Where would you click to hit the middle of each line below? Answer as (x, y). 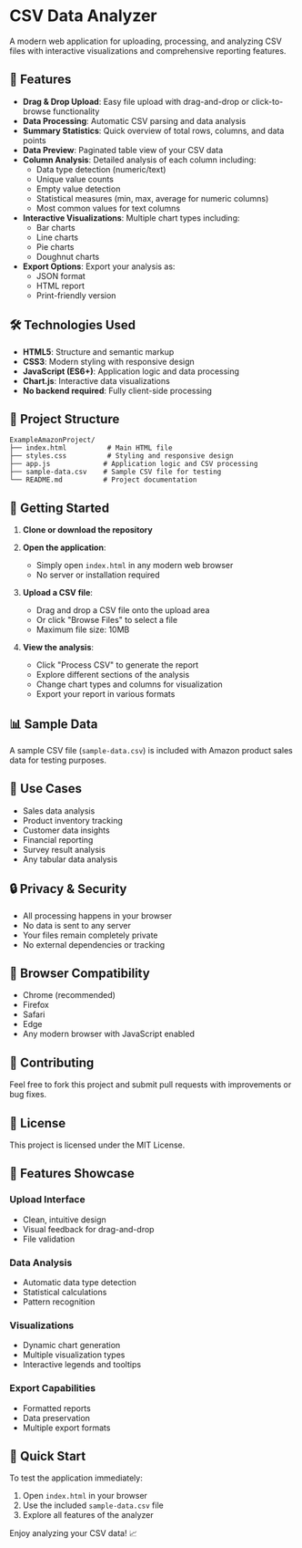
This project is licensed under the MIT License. (97, 1145)
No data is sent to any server (77, 925)
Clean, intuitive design (64, 1220)
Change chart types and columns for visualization (129, 684)
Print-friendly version (76, 295)
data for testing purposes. (58, 760)
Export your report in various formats (106, 694)
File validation (49, 1239)
